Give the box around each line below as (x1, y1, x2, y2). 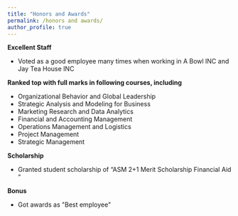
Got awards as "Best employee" (17, 200, 112, 209)
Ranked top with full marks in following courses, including (7, 78, 183, 87)
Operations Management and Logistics (17, 123, 131, 131)
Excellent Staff (7, 43, 52, 52)
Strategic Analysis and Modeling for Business (17, 100, 151, 108)
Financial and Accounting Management (17, 115, 133, 123)
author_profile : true (7, 24, 72, 31)
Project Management (17, 130, 80, 139)
